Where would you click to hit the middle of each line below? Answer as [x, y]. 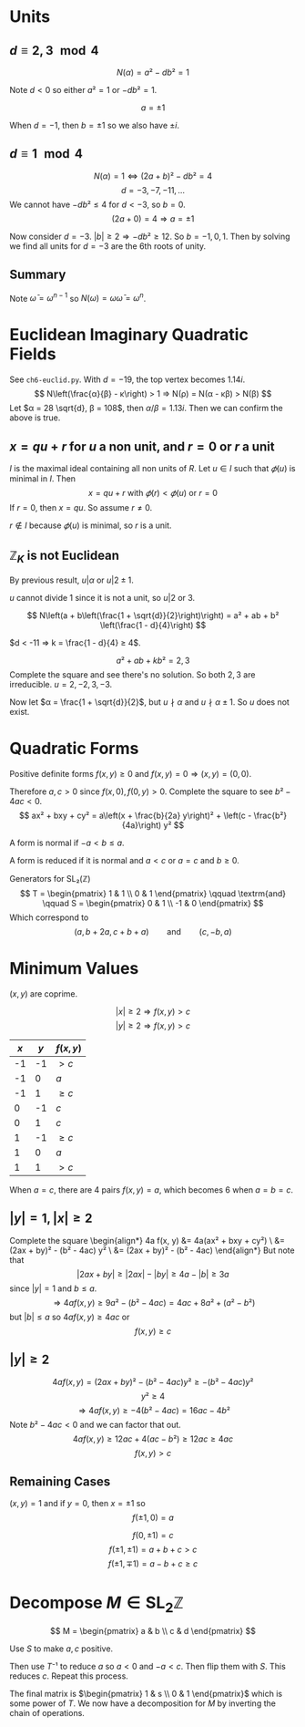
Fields [33, 354]
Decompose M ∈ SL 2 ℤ [97, 1604]
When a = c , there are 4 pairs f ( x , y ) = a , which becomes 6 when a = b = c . [152, 1189]
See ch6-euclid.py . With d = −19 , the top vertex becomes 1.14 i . [127, 379]
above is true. [35, 418]
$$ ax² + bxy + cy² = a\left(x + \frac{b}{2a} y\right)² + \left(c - [135, 815]
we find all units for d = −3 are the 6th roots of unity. [108, 246]
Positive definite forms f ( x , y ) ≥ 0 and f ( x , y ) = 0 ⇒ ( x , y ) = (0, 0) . [131, 773]
